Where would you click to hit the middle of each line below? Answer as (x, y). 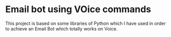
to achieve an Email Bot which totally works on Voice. (61, 28)
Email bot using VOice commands (78, 9)
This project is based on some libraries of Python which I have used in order (86, 23)
